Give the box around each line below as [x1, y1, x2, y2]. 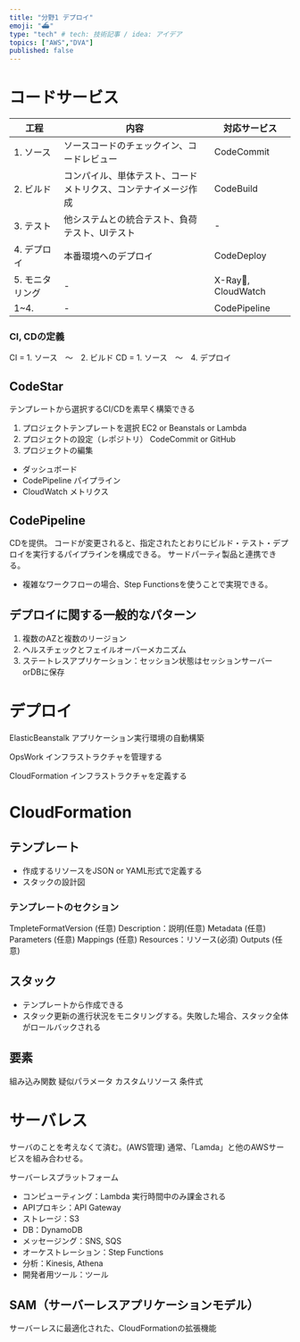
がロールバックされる [21, 1021, 101, 1032]
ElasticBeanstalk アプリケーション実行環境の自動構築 [9, 732, 205, 742]
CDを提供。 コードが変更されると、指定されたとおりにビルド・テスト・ [9, 537, 273, 548]
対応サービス [222, 122, 278, 135]
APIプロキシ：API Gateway [21, 1202, 122, 1212]
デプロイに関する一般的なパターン [9, 608, 196, 623]
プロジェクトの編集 [21, 445, 94, 456]
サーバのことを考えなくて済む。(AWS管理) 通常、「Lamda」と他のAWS [9, 1141, 270, 1153]
